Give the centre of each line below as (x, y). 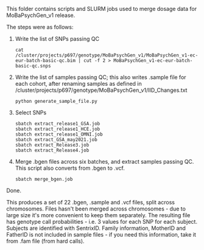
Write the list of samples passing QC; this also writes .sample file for (101, 77)
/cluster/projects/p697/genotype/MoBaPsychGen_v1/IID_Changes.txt (101, 90)
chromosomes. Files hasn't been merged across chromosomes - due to (96, 209)
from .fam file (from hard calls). (45, 241)
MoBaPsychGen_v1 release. (41, 15)
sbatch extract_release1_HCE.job (58, 129)
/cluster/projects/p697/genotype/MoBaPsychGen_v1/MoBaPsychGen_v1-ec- (107, 55)
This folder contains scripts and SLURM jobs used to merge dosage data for (101, 9)
